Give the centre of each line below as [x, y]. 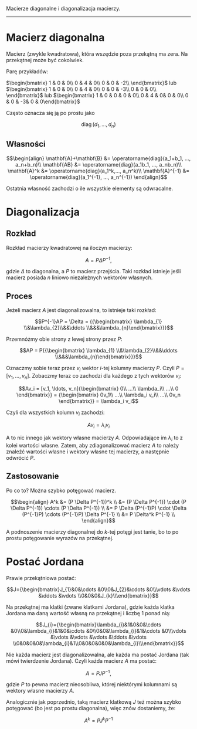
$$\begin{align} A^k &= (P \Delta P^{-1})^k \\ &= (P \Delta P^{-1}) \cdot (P [98, 501]
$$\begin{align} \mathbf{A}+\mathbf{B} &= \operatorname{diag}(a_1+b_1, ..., [98, 158]
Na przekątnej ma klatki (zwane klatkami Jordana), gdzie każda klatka [90, 607]
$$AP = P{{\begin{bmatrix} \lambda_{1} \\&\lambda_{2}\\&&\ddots [98, 351]
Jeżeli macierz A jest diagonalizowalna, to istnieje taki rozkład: [81, 310]
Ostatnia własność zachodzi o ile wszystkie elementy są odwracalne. [90, 188]
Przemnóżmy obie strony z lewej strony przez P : [64, 339]
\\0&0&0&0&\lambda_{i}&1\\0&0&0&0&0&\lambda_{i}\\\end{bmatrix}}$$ [98, 643]
